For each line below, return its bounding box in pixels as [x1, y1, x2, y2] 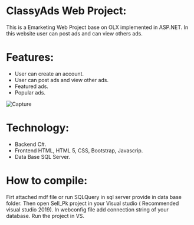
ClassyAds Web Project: [6, 4, 127, 18]
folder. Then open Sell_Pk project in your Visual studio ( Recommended [6, 200, 179, 207]
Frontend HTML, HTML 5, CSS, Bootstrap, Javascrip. [14, 146, 143, 154]
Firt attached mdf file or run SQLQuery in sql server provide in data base [6, 193, 182, 200]
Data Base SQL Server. [14, 153, 71, 160]
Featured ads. [14, 83, 49, 90]
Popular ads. [14, 89, 46, 96]
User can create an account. [14, 70, 84, 77]
